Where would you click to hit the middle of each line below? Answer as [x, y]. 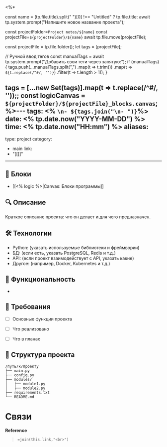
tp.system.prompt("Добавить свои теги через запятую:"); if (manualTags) [82, 62]
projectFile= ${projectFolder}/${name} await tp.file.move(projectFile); [76, 37]
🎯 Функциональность [40, 279]
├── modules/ [19, 379]
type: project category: [29, 139]
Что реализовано [31, 329]
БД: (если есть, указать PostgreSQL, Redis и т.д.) [64, 253]
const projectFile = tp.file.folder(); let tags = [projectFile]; [63, 47]
